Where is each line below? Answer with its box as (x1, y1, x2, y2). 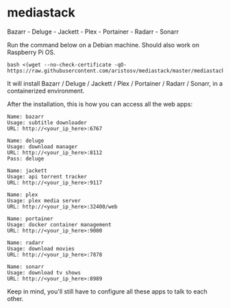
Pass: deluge (7, 155, 44, 162)
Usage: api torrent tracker (7, 173, 88, 180)
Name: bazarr (7, 113, 44, 120)
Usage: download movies (7, 245, 75, 252)
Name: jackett (7, 167, 48, 174)
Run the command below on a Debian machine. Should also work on (7, 40, 200, 49)
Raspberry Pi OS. (7, 48, 56, 56)
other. (7, 294, 24, 303)
